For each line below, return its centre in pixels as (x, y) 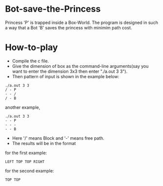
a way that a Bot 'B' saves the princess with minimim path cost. (69, 27)
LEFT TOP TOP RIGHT (25, 162)
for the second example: (30, 171)
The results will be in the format (44, 143)
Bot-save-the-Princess (53, 9)
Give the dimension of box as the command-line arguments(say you (80, 66)
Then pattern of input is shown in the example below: (66, 76)
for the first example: (26, 153)
